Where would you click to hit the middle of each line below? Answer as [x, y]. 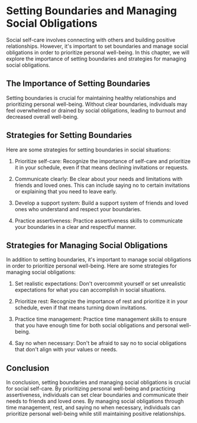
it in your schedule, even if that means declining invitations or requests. [101, 167]
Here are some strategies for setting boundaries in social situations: [89, 150]
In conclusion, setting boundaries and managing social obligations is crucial [98, 382]
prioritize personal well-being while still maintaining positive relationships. [96, 414]
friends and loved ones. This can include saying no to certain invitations [102, 185]
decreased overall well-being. [42, 117]
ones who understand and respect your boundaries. [78, 209]
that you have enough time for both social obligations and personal [96, 325]
